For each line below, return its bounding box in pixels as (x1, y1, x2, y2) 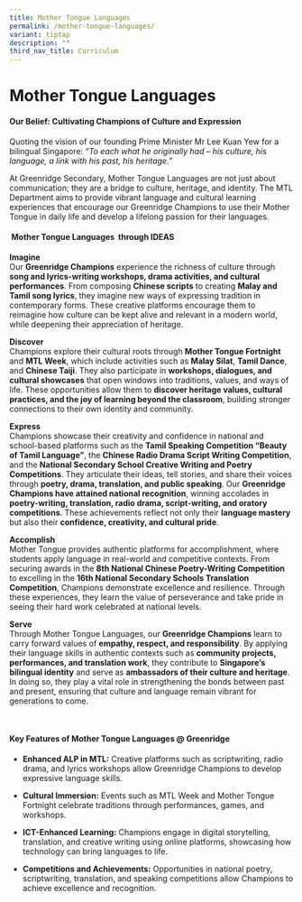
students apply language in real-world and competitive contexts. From (9, 553, 270, 564)
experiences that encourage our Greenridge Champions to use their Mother (9, 201, 290, 212)
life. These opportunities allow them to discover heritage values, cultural (9, 384, 283, 395)
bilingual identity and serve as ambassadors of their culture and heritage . (9, 667, 290, 677)
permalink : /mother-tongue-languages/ (9, 22, 155, 31)
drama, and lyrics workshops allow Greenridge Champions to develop (22, 763, 282, 774)
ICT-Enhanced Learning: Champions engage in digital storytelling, (22, 826, 270, 837)
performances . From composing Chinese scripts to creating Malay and (9, 281, 278, 291)
